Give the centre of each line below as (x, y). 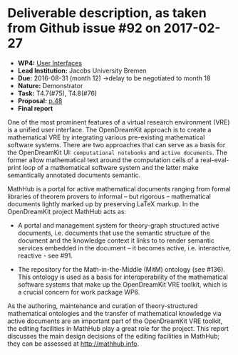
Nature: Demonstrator (50, 85)
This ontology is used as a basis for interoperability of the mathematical (123, 277)
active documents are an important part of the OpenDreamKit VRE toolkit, (115, 321)
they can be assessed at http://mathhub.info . (73, 344)
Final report (35, 108)
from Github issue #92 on (84, 28)
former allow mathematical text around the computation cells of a (103, 160)
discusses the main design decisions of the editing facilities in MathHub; (114, 336)
